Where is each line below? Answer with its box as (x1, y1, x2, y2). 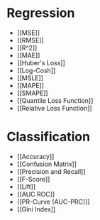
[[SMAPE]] (16, 89, 48, 97)
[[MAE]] (16, 51, 40, 60)
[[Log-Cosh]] (16, 66, 56, 75)
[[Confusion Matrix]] (16, 160, 77, 168)
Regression (6, 5, 75, 21)
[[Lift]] (16, 182, 36, 191)
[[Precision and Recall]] (16, 167, 86, 175)
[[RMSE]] (16, 35, 44, 44)
